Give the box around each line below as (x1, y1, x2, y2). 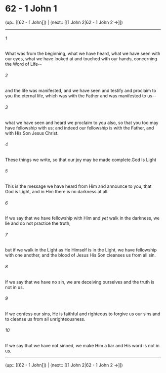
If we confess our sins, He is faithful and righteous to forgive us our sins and (5, 311, 161, 317)
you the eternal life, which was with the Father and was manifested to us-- (5, 93, 157, 99)
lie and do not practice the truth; (5, 220, 71, 226)
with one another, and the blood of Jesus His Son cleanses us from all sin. (5, 252, 156, 258)
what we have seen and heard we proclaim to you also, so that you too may (5, 120, 159, 125)
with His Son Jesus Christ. (5, 130, 59, 136)
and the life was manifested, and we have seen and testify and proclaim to (5, 87, 157, 94)
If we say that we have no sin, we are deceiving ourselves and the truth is (5, 279, 155, 285)
